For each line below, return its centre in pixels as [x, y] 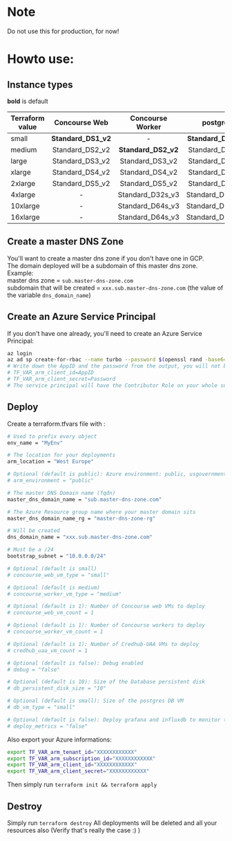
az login [20, 353]
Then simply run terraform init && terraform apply [82, 784]
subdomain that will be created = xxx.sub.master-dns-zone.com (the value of [115, 287]
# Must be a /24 [30, 550]
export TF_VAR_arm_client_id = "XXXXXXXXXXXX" [72, 765]
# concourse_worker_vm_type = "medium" [65, 594]
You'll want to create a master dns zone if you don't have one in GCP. [106, 258]
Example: [20, 273]
